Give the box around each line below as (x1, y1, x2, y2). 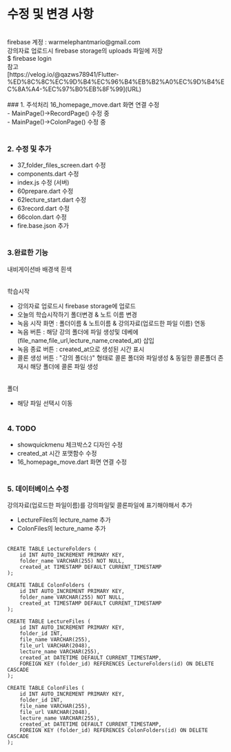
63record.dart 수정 (17, 205, 70, 213)
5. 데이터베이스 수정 (7, 484, 69, 493)
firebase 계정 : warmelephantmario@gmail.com (7, 37, 141, 46)
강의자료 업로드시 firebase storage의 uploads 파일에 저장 (7, 46, 163, 55)
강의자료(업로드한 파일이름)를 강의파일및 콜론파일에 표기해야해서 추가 (7, 501, 193, 509)
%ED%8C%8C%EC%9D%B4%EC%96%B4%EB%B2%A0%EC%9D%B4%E (7, 77, 225, 86)
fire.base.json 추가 (17, 222, 69, 230)
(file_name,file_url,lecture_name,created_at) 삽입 (17, 336, 155, 344)
